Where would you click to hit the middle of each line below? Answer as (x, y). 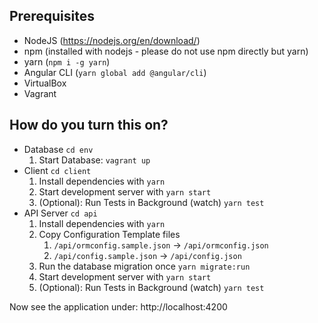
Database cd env (58, 149)
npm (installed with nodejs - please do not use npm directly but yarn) (166, 51)
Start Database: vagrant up (94, 160)
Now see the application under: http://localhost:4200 (118, 306)
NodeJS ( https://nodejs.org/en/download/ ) (112, 40)
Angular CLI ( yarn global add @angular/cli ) (115, 72)
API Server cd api (60, 213)
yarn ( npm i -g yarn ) (67, 61)
